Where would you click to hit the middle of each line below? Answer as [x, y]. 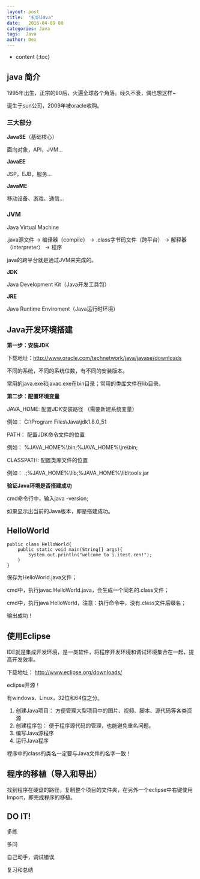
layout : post [23, 12]
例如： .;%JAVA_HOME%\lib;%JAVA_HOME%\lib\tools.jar [78, 473]
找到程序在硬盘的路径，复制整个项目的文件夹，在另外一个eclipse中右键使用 [100, 789]
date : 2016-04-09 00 [35, 23]
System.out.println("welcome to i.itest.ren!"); [90, 555]
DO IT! [19, 817]
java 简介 [24, 77]
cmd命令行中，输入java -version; [48, 499]
